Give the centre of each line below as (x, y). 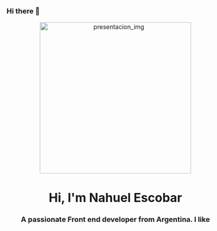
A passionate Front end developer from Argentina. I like (115, 219)
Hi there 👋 (23, 11)
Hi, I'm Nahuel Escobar (115, 198)
